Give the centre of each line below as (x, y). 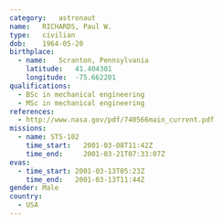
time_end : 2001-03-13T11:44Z (85, 179)
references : (32, 112)
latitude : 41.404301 (69, 69)
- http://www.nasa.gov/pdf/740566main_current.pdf (116, 120)
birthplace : (32, 52)
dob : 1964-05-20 (47, 43)
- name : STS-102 (48, 137)
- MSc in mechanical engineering (81, 103)
